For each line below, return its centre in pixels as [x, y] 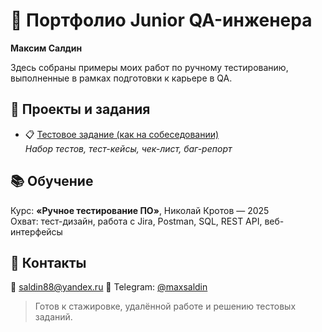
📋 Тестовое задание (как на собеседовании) [122, 134]
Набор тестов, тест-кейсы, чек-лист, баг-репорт [128, 148]
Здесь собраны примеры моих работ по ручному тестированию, [149, 67]
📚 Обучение [52, 181]
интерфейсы [36, 231]
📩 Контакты [48, 262]
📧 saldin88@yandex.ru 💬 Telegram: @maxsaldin [109, 287]
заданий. [53, 317]
